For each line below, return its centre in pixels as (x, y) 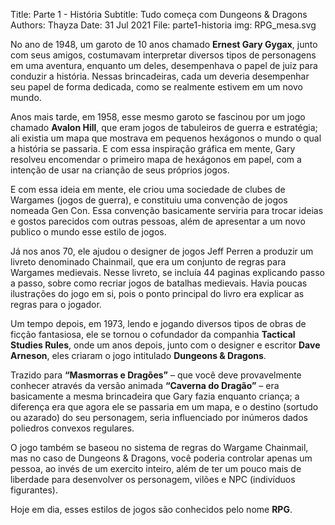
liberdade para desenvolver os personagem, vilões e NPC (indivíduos (153, 479)
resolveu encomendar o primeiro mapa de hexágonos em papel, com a (156, 159)
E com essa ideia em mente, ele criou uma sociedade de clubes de (148, 189)
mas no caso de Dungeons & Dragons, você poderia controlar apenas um (161, 458)
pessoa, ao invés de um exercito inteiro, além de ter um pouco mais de (156, 468)
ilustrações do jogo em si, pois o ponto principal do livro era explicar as (157, 293)
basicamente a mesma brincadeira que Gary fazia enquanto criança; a (155, 396)
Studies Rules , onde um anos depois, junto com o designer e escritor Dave (165, 345)
